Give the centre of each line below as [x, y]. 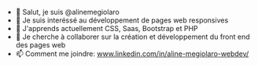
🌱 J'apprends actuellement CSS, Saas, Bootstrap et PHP [107, 28]
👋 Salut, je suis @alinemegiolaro [67, 12]
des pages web [41, 45]
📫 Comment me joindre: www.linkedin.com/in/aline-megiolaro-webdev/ [132, 54]
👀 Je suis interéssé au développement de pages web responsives [122, 20]
